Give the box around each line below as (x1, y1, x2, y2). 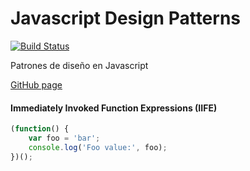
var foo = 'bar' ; (28, 133, 101, 144)
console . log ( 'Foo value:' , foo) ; (28, 142, 168, 152)
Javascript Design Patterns (10, 7, 242, 30)
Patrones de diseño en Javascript (10, 59, 149, 71)
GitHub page (10, 78, 63, 91)
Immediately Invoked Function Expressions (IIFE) (10, 102, 218, 114)
